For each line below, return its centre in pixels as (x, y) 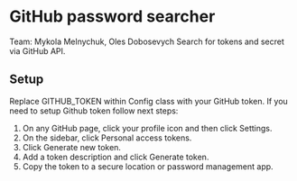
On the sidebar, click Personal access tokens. (107, 138)
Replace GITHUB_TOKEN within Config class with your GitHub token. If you (149, 101)
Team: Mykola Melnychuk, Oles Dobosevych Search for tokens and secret (147, 41)
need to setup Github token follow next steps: (94, 111)
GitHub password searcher (112, 17)
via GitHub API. (37, 50)
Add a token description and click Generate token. (116, 157)
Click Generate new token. (72, 147)
